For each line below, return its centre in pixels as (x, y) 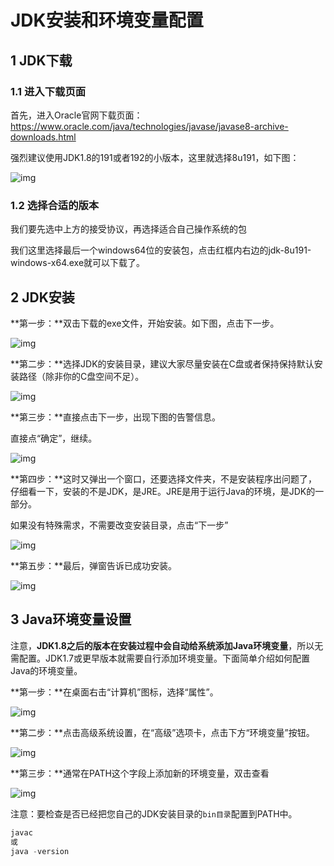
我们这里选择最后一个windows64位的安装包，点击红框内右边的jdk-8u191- (161, 250)
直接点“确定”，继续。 (54, 438)
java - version (40, 851)
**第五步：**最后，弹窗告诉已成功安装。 (94, 565)
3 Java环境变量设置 (71, 619)
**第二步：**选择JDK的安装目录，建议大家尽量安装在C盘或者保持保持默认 (162, 363)
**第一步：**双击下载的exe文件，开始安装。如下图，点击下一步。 (145, 323)
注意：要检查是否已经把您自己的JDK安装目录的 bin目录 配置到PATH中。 (154, 813)
